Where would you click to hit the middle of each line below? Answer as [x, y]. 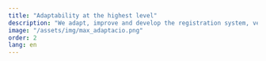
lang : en [23, 45]
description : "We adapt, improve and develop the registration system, [129, 23]
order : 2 [23, 38]
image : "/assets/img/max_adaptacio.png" [76, 30]
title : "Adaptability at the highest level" [83, 15]
